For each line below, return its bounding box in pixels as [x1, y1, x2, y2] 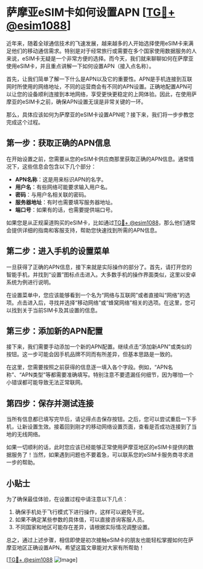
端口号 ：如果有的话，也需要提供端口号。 [14, 206, 116, 213]
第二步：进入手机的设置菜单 [6, 246, 110, 257]
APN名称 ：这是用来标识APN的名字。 [14, 175, 107, 183]
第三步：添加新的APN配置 [6, 326, 103, 336]
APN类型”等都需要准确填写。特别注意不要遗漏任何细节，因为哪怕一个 [21, 371, 194, 379]
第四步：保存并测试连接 [6, 398, 94, 408]
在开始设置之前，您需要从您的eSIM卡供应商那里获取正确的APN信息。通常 [6, 155, 189, 163]
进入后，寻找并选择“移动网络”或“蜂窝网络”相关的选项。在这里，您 [27, 298, 190, 306]
